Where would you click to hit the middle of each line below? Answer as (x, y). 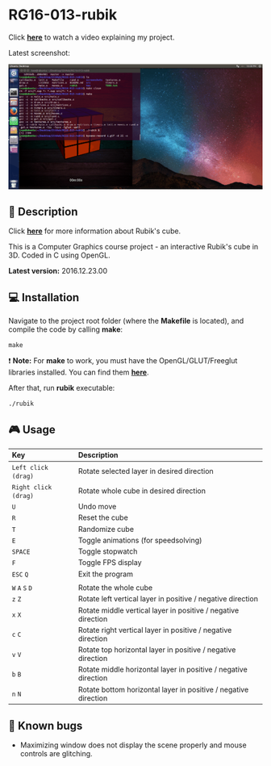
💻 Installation (44, 297)
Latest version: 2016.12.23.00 (58, 271)
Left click (30, 467)
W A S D (22, 588)
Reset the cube (103, 517)
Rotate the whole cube (115, 588)
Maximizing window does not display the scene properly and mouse (133, 745)
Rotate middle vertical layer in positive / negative (158, 610)
